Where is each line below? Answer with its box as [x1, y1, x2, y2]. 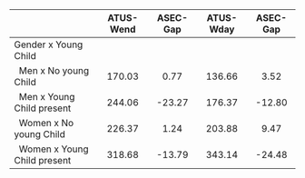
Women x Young [18, 143, 89, 155]
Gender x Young [14, 38, 84, 51]
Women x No [18, 117, 74, 129]
